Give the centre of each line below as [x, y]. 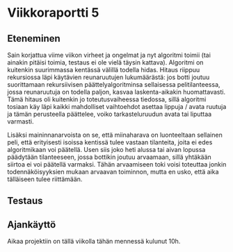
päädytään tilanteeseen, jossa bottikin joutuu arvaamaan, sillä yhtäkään [110, 157]
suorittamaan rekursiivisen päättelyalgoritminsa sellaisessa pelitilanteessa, [114, 84]
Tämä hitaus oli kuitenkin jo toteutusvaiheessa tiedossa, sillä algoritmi [107, 99]
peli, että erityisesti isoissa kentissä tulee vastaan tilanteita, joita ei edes [110, 142]
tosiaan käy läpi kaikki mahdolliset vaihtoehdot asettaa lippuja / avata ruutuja [117, 107]
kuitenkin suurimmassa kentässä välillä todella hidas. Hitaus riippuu [104, 70]
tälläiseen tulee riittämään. [45, 179]
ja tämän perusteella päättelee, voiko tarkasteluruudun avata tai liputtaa [110, 114]
